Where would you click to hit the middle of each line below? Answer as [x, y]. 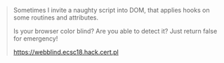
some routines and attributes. [56, 17]
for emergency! [35, 38]
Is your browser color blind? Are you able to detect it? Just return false [115, 31]
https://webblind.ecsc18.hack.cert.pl [66, 52]
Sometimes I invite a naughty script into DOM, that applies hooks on [111, 10]
